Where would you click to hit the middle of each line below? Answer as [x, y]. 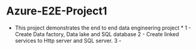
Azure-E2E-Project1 [57, 11]
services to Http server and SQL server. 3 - [68, 40]
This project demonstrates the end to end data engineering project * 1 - [103, 28]
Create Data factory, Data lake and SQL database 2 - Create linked [97, 34]
